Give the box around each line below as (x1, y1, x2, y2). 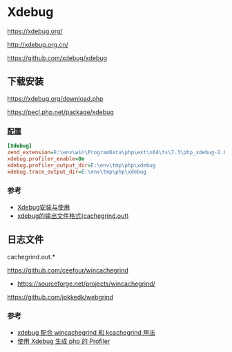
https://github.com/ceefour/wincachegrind (7, 266, 129, 274)
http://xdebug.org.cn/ (7, 40, 69, 48)
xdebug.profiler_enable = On (7, 155, 85, 163)
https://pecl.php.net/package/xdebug (7, 108, 114, 116)
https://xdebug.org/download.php (7, 94, 104, 102)
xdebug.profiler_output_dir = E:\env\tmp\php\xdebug (7, 162, 156, 169)
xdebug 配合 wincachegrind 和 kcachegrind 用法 (17, 328, 155, 336)
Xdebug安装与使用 (17, 203, 70, 211)
